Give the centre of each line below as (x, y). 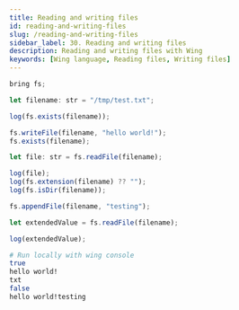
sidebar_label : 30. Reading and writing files (98, 43)
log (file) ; (30, 173)
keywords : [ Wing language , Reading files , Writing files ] (120, 59)
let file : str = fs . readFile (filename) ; (86, 157)
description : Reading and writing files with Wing (106, 51)
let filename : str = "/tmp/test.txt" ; (82, 100)
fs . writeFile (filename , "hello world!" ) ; (88, 133)
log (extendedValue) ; (48, 239)
